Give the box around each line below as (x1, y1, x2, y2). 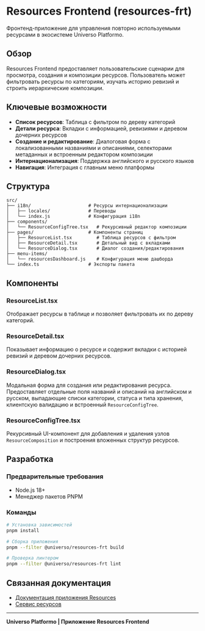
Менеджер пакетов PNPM (15, 492, 84, 500)
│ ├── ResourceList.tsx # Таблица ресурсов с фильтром (6, 235, 176, 241)
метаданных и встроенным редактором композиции (15, 151, 153, 158)
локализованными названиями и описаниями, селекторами (15, 144, 172, 151)
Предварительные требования (6, 472, 104, 481)
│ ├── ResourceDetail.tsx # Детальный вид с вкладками (6, 240, 171, 247)
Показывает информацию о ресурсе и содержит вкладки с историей (6, 346, 187, 353)
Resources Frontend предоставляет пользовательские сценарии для (6, 65, 185, 72)
